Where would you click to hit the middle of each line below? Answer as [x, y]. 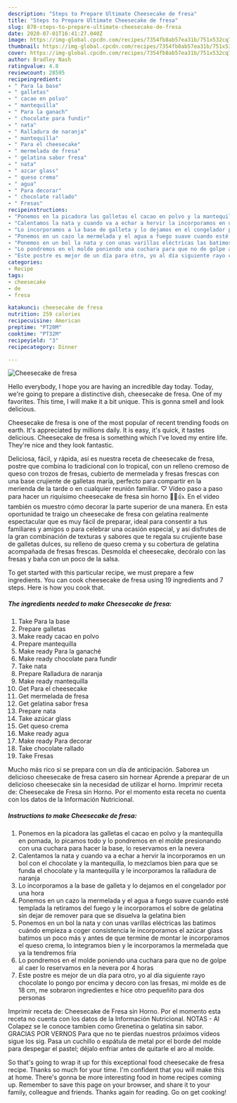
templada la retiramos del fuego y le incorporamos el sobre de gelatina [121, 908]
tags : [16, 275]
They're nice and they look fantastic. [61, 445]
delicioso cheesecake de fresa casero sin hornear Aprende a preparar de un [118, 777]
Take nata [32, 666]
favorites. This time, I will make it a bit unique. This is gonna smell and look [116, 402]
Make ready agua [44, 734]
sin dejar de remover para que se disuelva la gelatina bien [102, 916]
